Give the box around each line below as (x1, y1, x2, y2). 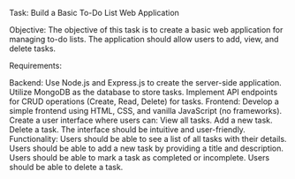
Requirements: (9, 61, 62, 71)
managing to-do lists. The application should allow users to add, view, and (9, 34, 279, 44)
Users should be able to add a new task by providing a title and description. (9, 143, 284, 153)
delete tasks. (9, 43, 56, 54)
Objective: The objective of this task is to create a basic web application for (9, 25, 284, 34)
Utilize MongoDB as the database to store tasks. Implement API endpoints (9, 87, 278, 97)
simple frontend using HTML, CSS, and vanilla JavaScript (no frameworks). (9, 106, 283, 116)
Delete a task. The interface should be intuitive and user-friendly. (9, 124, 246, 135)
